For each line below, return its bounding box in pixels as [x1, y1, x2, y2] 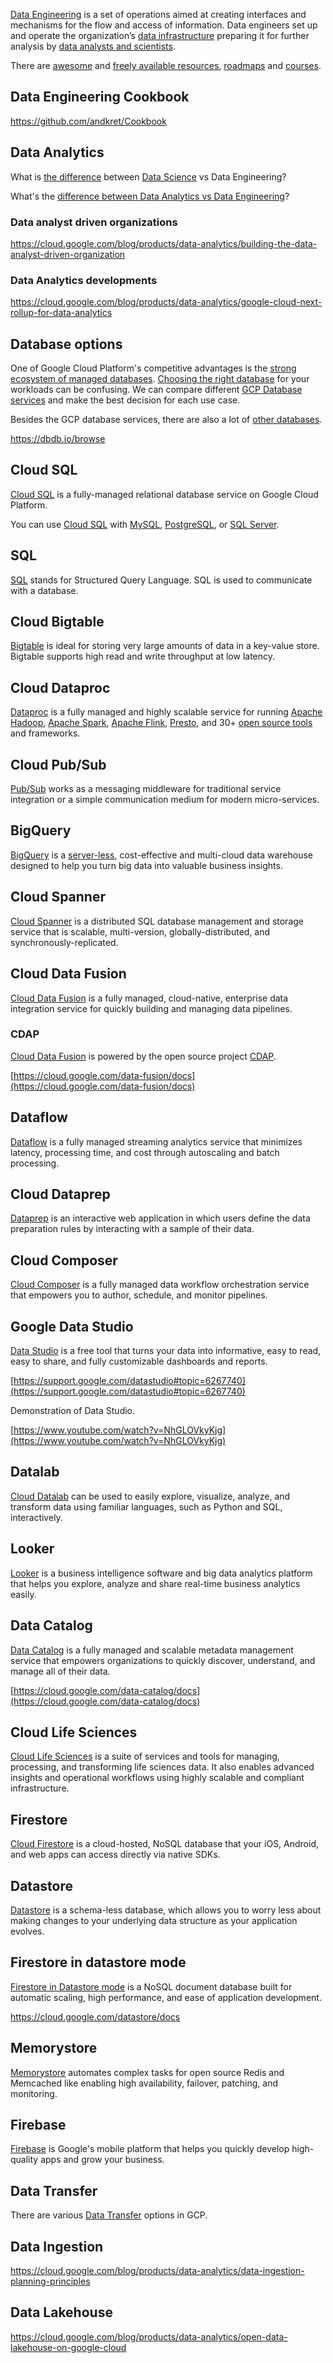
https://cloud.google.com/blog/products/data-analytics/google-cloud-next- [10, 296, 323, 308]
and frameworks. [10, 727, 81, 739]
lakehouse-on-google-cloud [10, 2341, 127, 2353]
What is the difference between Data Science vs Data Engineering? [10, 170, 287, 183]
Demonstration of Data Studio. [10, 1405, 136, 1417]
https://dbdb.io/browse [10, 433, 106, 445]
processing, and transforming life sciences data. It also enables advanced [10, 1761, 315, 1773]
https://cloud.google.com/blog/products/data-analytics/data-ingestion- [10, 2265, 305, 2277]
